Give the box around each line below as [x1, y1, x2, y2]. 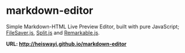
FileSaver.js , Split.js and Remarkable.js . [6, 29, 100, 36]
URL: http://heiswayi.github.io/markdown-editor [6, 40, 127, 47]
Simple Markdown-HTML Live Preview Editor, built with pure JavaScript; [6, 23, 180, 30]
